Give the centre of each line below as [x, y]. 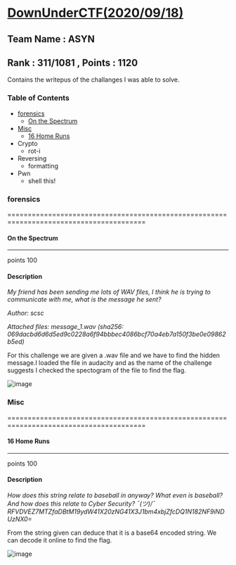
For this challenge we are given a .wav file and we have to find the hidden [113, 355]
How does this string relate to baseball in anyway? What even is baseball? [115, 495]
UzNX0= [20, 519]
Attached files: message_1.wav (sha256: [66, 327]
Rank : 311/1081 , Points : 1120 [73, 62]
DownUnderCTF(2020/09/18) [96, 13]
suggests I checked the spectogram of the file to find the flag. [97, 371]
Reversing [32, 158]
